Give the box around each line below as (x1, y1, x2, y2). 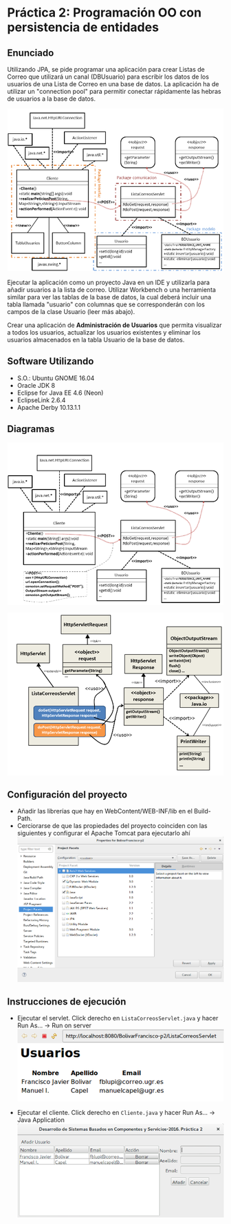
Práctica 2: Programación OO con (7, 5, 201, 21)
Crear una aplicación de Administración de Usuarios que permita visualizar (7, 321, 222, 329)
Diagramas (7, 423, 55, 435)
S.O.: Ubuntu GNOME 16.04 (16, 374, 95, 382)
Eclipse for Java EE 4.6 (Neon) (16, 388, 104, 397)
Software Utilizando (7, 355, 94, 367)
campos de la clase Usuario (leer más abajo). (7, 308, 135, 315)
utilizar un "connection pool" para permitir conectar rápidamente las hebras (7, 88, 221, 95)
